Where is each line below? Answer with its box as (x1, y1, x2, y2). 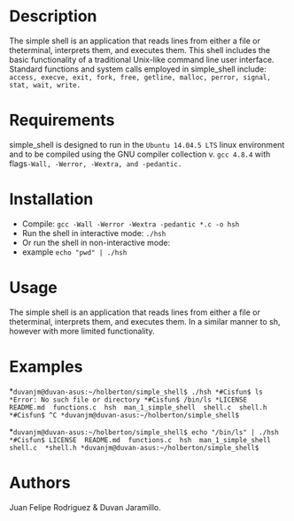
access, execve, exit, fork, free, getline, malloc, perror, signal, (9, 73, 272, 81)
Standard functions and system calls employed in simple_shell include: (9, 64, 267, 74)
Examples (9, 356, 83, 377)
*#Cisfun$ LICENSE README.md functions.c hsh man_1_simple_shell (9, 435, 272, 444)
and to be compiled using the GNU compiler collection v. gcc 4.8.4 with (9, 149, 271, 159)
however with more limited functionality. (9, 326, 155, 336)
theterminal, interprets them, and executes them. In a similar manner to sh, (9, 316, 281, 326)
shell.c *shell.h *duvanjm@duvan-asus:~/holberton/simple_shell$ (9, 443, 259, 452)
